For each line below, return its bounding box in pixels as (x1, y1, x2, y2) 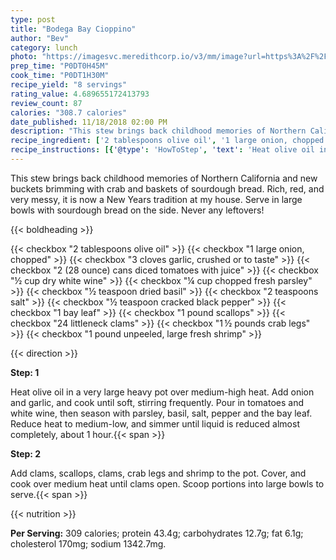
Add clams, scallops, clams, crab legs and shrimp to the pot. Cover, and (10, 467, 307, 479)
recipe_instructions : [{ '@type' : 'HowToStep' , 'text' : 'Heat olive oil (10, 145, 315, 155)
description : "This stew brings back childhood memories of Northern (10, 126, 307, 136)
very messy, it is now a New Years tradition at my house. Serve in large (10, 193, 303, 205)
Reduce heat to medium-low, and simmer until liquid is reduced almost (10, 417, 300, 430)
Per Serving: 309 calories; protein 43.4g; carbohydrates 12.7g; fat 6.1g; (10, 527, 304, 539)
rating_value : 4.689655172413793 (10, 89, 150, 99)
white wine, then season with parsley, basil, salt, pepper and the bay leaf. (10, 407, 313, 419)
